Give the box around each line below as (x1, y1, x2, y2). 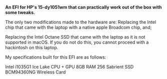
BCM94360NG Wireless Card (5, 69, 66, 75)
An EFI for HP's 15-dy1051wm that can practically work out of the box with (5, 4, 162, 10)
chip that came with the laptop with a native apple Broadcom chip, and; (5, 24, 152, 30)
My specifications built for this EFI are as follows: (5, 54, 106, 60)
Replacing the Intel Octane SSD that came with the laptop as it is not (5, 34, 145, 40)
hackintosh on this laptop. (5, 45, 58, 50)
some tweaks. (5, 9, 35, 15)
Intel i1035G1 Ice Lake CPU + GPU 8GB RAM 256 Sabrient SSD (5, 64, 134, 70)
